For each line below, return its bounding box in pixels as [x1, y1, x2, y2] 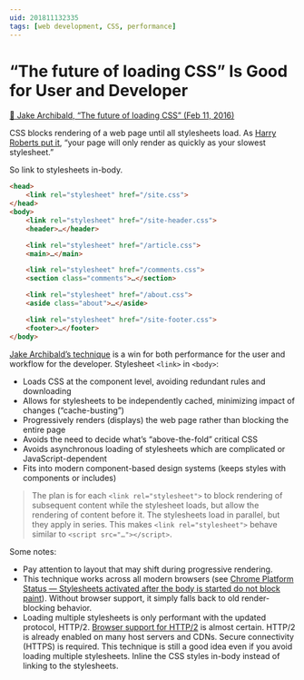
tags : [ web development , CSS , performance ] [9, 22, 177, 31]
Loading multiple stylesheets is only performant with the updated [22, 612, 267, 623]
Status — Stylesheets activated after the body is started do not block [22, 583, 281, 594]
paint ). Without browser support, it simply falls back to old [22, 592, 240, 604]
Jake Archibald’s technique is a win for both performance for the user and [9, 349, 286, 360]
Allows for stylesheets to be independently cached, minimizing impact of [22, 395, 295, 406]
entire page [22, 424, 66, 435]
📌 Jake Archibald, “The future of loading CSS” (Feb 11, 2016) [9, 110, 235, 121]
